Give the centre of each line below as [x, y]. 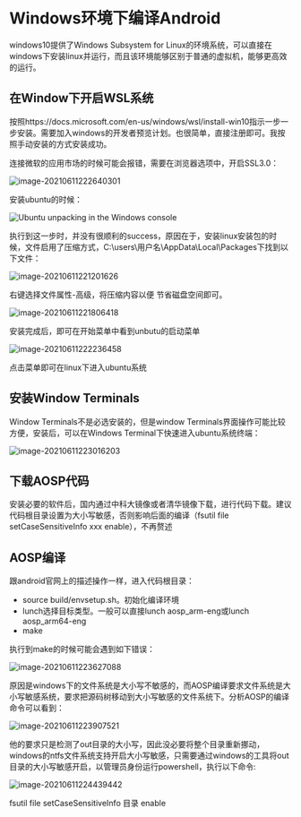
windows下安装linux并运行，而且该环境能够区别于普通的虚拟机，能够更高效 [148, 56]
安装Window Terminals [75, 398]
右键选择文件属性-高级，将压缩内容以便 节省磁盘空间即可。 [118, 294]
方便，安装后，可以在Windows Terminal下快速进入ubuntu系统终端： [135, 433]
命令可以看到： [37, 708]
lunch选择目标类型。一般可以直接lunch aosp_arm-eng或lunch [136, 611]
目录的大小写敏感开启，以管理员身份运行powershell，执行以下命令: [133, 767]
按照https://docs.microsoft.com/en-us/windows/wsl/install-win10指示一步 [145, 121]
